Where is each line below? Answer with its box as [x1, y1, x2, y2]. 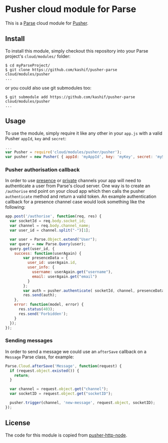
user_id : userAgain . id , [27, 260, 77, 265]
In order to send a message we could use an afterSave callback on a [5, 348, 146, 354]
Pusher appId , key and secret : [5, 135, 66, 141]
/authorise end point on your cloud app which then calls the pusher [5, 188, 145, 194]
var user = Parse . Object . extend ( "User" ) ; [9, 237, 97, 242]
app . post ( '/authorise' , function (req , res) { [5, 214, 101, 219]
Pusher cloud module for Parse [5, 4, 136, 15]
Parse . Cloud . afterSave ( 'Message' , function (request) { [5, 363, 122, 368]
